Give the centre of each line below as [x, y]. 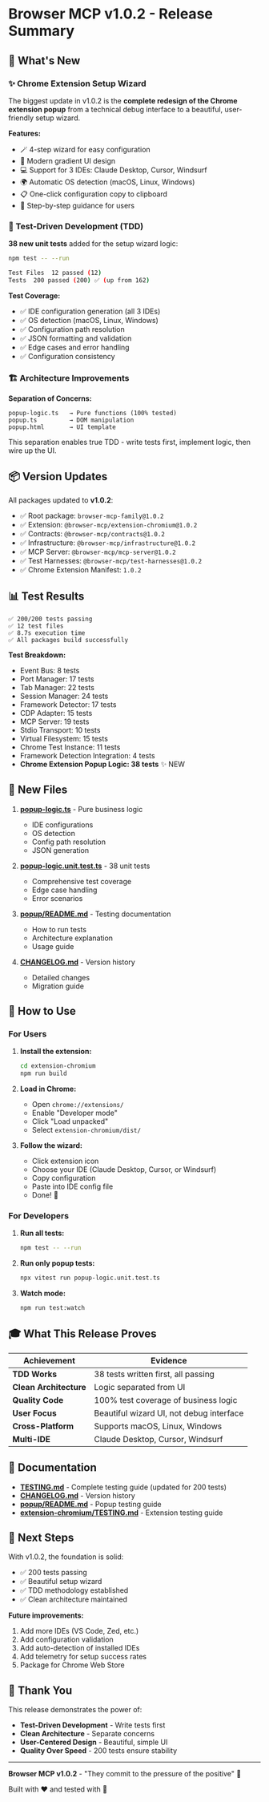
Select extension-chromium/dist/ [86, 1129]
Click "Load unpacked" [70, 1121]
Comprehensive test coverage [82, 881]
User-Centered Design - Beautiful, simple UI [94, 1742]
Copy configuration [64, 1178]
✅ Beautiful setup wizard [61, 1582]
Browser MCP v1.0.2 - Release [111, 14]
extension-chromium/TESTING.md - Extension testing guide [121, 1513]
